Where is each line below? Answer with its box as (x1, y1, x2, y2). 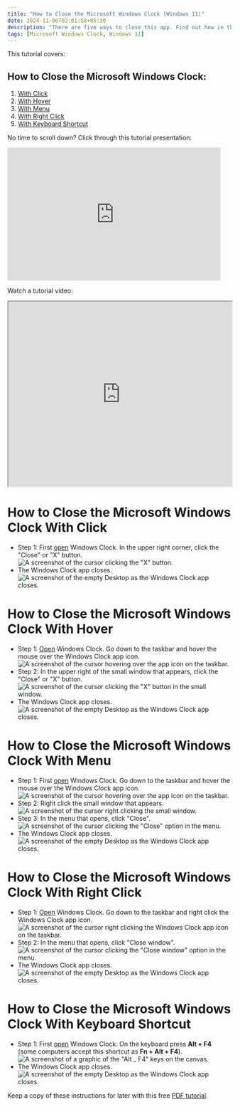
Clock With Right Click (7, 884, 142, 901)
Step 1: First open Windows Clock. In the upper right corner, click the (17, 543, 219, 552)
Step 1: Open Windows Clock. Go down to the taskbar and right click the (17, 908, 229, 916)
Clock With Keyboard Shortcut (7, 1016, 192, 1032)
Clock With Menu (7, 752, 111, 769)
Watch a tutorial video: (7, 286, 73, 295)
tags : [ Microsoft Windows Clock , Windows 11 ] (7, 30, 144, 38)
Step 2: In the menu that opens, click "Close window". (17, 938, 175, 947)
